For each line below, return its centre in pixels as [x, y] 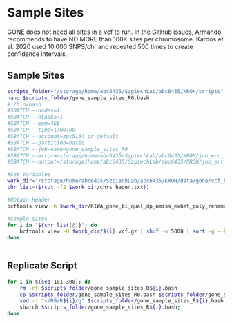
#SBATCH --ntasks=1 [35, 117]
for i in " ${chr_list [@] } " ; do [52, 225]
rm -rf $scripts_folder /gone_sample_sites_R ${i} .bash [98, 288]
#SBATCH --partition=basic [46, 143]
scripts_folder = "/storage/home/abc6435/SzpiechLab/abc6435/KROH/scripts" [116, 91]
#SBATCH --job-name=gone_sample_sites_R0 [68, 149]
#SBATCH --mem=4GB [33, 124]
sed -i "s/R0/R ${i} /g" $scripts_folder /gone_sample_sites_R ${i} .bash [122, 301]
